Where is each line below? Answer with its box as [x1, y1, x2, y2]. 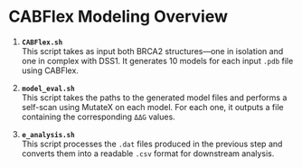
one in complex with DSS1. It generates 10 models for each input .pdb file [21, 55, 294, 66]
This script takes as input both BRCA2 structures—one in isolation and [21, 45, 284, 56]
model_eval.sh [21, 84, 75, 93]
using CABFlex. [21, 65, 79, 76]
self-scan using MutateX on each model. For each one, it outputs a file [21, 101, 284, 112]
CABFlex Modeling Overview [8, 6, 228, 27]
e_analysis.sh [21, 130, 75, 139]
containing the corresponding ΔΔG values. [21, 111, 175, 122]
